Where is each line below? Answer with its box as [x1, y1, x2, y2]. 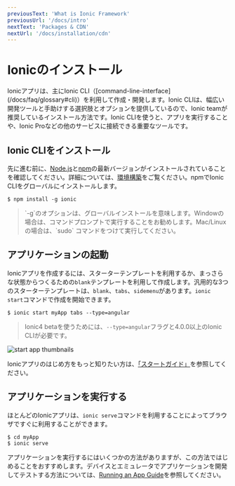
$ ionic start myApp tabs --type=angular [7, 309, 130, 316]
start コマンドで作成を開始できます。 [7, 295, 115, 304]
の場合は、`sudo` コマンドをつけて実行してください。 [24, 227, 180, 235]
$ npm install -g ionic [7, 196, 77, 203]
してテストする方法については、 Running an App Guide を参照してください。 [7, 471, 225, 479]
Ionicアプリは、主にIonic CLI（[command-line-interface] [7, 87, 171, 95]
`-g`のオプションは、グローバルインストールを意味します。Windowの [24, 209, 224, 217]
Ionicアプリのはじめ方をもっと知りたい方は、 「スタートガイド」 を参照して [7, 359, 221, 368]
